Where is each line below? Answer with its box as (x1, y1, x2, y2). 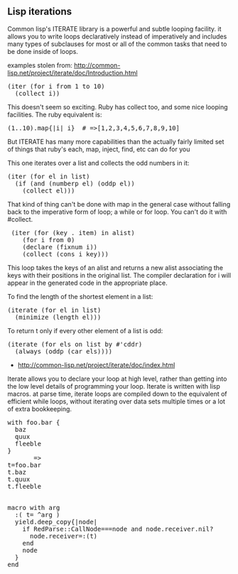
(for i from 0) (22, 236, 75, 244)
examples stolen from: (7, 60, 72, 70)
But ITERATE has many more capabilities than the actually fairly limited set (7, 137, 225, 146)
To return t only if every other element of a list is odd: (7, 326, 163, 335)
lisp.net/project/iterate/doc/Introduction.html (7, 68, 138, 77)
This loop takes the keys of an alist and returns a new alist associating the (7, 263, 224, 272)
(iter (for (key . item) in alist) (11, 229, 135, 237)
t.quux (7, 475, 31, 483)
